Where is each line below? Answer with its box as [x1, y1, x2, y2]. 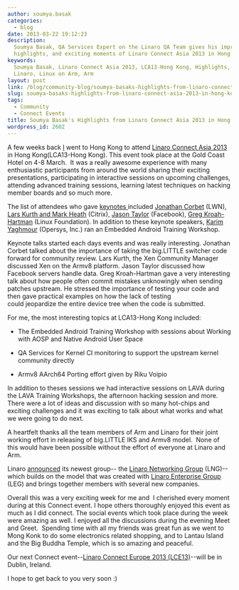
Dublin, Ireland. [7, 560, 52, 569]
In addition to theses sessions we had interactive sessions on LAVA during [7, 383, 225, 392]
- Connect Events [14, 110, 65, 117]
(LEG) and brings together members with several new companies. [7, 479, 201, 488]
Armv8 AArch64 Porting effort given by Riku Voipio [17, 370, 167, 378]
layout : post [7, 76, 46, 84]
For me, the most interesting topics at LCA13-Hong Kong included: [7, 313, 201, 322]
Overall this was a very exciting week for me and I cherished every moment [7, 493, 230, 502]
